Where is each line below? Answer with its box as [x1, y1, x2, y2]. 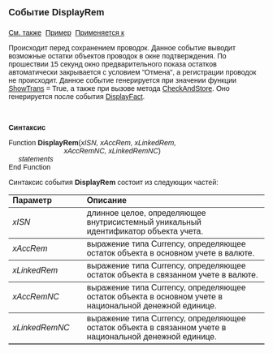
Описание [86, 196, 128, 205]
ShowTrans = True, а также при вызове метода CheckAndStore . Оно [8, 84, 230, 93]
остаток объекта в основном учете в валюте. [86, 248, 255, 258]
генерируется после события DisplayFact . [8, 93, 145, 101]
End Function [8, 162, 51, 171]
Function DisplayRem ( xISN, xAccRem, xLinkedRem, [8, 138, 176, 147]
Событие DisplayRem [8, 7, 105, 18]
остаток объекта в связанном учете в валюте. [86, 270, 258, 279]
